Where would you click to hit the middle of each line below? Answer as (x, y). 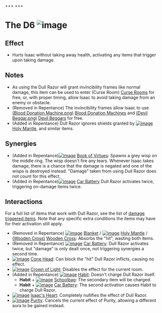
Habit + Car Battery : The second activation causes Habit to (88, 285)
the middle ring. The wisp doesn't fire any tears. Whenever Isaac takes (83, 161)
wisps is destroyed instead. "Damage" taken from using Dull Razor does (84, 171)
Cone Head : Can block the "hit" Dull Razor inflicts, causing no (92, 259)
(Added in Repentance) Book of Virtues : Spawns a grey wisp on (84, 155)
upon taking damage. (33, 60)
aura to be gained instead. (38, 306)
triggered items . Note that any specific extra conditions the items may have (80, 219)
